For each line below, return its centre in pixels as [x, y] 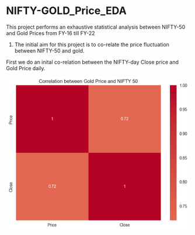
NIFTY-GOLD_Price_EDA [66, 11]
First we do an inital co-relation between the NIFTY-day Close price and [93, 62]
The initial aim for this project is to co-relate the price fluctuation [92, 44]
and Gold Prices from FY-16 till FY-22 [51, 33]
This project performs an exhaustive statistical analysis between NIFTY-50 [96, 27]
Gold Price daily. [26, 68]
